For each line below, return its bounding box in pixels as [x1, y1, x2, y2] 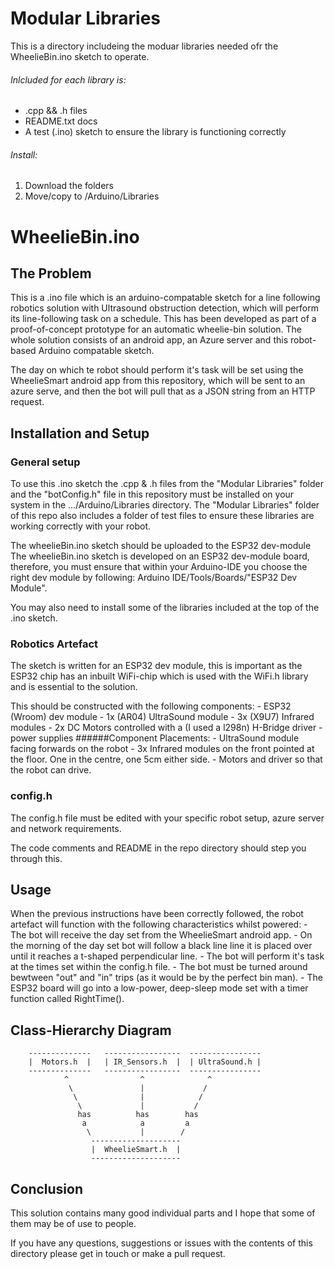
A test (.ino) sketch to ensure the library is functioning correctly [24, 126, 287, 138]
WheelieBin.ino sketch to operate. [10, 50, 150, 62]
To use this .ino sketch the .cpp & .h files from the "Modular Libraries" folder [10, 478, 324, 490]
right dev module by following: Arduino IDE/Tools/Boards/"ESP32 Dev [10, 572, 298, 584]
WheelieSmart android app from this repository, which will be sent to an [10, 375, 306, 387]
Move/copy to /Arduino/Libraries [24, 190, 160, 202]
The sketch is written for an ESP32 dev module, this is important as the [10, 660, 303, 672]
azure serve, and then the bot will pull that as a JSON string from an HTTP [10, 385, 316, 397]
